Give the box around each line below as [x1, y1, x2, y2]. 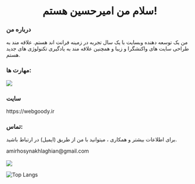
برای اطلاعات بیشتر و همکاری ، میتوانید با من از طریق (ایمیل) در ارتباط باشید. [6, 136, 177, 143]
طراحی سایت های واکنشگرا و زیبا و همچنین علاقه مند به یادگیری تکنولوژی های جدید [6, 45, 189, 52]
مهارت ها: [6, 66, 32, 75]
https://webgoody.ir [6, 108, 55, 115]
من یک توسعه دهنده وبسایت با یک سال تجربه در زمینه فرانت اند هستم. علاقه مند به [6, 39, 188, 46]
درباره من [6, 26, 32, 34]
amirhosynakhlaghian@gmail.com [6, 147, 89, 155]
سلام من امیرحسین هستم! [42, 4, 158, 18]
